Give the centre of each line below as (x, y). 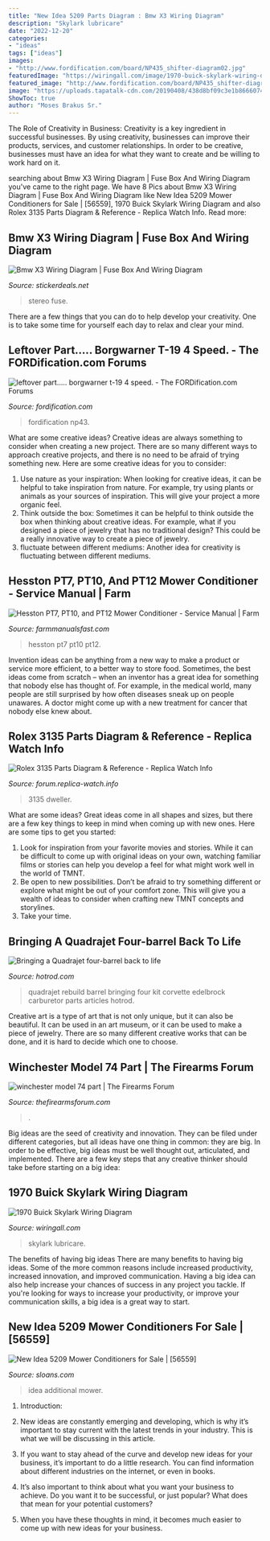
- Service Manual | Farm (70, 593)
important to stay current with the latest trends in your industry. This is (136, 1430)
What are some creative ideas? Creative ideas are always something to (126, 437)
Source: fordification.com (51, 406)
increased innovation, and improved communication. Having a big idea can (132, 1275)
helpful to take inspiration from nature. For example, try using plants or (137, 487)
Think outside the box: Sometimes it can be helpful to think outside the (137, 513)
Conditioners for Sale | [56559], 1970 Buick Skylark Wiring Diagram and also (135, 204)
